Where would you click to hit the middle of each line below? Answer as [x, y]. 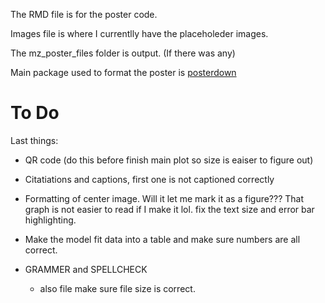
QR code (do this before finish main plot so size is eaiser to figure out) [169, 160]
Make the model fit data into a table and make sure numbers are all [162, 239]
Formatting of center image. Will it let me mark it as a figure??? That [164, 198]
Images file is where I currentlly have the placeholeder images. [139, 33]
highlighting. [50, 220]
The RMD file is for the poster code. [84, 14]
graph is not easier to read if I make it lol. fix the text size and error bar [169, 209]
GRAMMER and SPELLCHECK [86, 269]
